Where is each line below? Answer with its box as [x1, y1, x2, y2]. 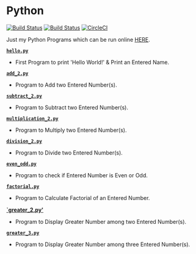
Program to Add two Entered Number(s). [15, 81, 117, 88]
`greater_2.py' [6, 206, 44, 214]
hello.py [6, 47, 29, 54]
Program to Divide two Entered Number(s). [15, 148, 123, 156]
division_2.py [6, 138, 43, 144]
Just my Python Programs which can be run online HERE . [6, 36, 151, 43]
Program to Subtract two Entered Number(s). [15, 104, 128, 111]
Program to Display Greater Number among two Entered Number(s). [15, 218, 187, 225]
